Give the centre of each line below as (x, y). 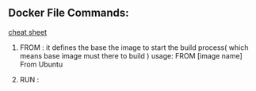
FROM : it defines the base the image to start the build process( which (134, 47)
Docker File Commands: (69, 13)
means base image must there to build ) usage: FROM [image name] (131, 55)
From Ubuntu (41, 64)
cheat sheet (28, 32)
